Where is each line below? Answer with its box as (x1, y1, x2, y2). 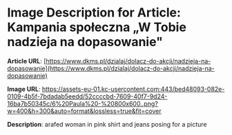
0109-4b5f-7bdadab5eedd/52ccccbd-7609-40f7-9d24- (7, 92, 168, 101)
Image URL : (7, 85, 41, 93)
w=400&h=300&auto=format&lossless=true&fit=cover (7, 107, 162, 115)
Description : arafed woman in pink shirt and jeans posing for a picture (7, 120, 207, 128)
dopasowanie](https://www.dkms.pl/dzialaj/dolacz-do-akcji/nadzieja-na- (7, 64, 215, 72)
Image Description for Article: (7, 5, 182, 21)
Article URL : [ (7, 56, 46, 65)
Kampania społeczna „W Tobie (7, 19, 186, 35)
